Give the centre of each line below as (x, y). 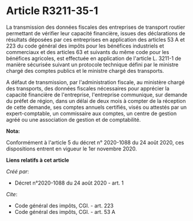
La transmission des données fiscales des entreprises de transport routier (96, 27)
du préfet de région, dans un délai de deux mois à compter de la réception (96, 101)
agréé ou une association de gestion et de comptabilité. (74, 119)
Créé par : (18, 171)
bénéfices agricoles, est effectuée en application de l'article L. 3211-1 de (94, 58)
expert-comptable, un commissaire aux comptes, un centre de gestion (91, 113)
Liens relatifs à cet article (38, 160)
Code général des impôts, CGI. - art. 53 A (65, 212)
